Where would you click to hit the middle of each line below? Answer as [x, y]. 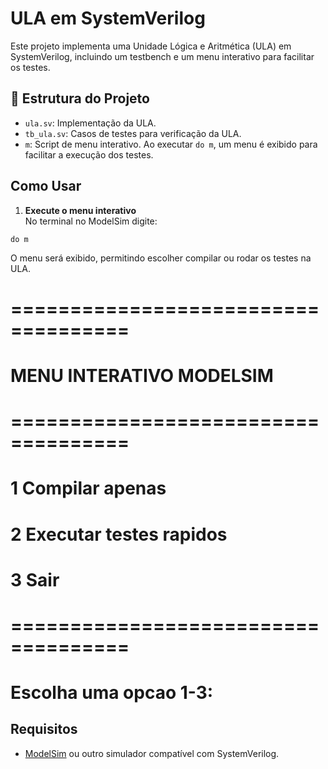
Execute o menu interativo [80, 210]
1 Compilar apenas [88, 488]
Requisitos [44, 729]
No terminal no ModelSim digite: [91, 221]
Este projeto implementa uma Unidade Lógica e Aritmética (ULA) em [151, 46]
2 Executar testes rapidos [119, 534]
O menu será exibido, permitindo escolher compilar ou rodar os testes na [161, 258]
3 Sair [35, 579]
